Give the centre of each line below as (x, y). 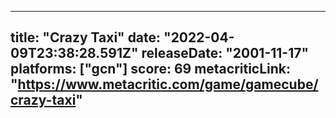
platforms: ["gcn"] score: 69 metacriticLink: (151, 69)
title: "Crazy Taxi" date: (86, 37)
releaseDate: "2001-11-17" (225, 53)
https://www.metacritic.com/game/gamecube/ (168, 84)
